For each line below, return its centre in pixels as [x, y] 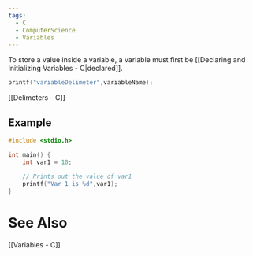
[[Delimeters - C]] [37, 98]
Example [30, 122]
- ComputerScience [46, 30]
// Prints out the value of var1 [77, 177]
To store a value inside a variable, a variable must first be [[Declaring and [127, 60]
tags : [17, 15]
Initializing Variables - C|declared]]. [66, 69]
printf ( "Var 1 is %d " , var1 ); [70, 184]
